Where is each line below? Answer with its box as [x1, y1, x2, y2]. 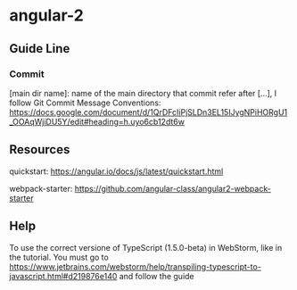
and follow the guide [119, 270, 194, 281]
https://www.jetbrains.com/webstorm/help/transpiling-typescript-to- [9, 261, 261, 272]
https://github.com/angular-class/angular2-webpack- [74, 183, 272, 194]
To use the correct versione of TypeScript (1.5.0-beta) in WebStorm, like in [9, 242, 283, 253]
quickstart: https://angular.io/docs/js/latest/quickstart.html [9, 166, 224, 177]
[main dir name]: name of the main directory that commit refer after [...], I [9, 87, 277, 98]
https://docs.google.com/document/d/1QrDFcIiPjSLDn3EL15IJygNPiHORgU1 [9, 106, 288, 117]
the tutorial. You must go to [9, 252, 109, 262]
